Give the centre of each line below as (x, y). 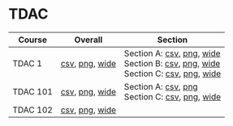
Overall (88, 40)
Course (32, 40)
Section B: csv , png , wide (172, 63)
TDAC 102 (32, 110)
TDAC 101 (32, 91)
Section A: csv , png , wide (172, 53)
